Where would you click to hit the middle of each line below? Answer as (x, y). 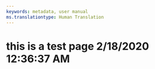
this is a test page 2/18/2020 (77, 46)
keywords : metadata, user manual (47, 11)
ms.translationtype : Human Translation (55, 17)
